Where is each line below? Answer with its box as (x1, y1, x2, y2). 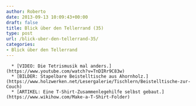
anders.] (90, 63, 112, 69)
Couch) (6, 84, 22, 90)
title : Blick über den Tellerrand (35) (6, 25, 104, 31)
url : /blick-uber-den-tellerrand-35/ (6, 36, 99, 42)
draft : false (6, 19, 38, 25)
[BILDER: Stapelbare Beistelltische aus (16, 73, 117, 79)
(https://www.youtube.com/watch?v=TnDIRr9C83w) (6, 68, 125, 74)
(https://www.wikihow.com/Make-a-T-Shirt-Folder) (6, 94, 131, 100)
